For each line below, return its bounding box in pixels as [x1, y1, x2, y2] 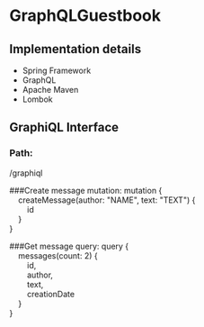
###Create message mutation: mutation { [9, 185, 163, 195]
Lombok [22, 94, 54, 104]
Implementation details [9, 41, 142, 57]
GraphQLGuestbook [9, 5, 162, 26]
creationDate [26, 288, 75, 299]
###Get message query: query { [9, 241, 129, 251]
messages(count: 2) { [17, 250, 98, 261]
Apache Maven [22, 85, 79, 95]
